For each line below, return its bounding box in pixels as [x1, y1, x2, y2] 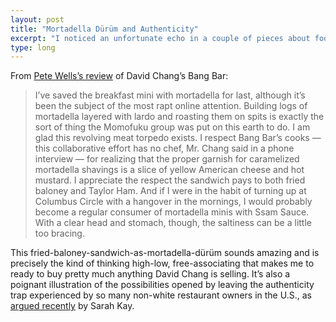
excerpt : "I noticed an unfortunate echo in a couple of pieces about [10, 33, 311, 43]
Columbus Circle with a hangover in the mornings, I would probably [34, 196, 313, 208]
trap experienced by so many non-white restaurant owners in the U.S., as [10, 289, 312, 301]
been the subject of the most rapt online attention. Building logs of [34, 100, 308, 112]
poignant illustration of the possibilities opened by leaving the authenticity [10, 279, 315, 291]
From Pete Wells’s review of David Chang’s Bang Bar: [10, 70, 229, 82]
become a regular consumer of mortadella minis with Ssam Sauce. [34, 206, 310, 218]
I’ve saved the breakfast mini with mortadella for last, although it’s [34, 89, 306, 101]
